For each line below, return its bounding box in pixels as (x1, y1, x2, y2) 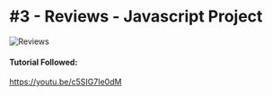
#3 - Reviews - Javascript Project (9, 6, 263, 27)
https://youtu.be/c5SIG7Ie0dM (9, 76, 122, 87)
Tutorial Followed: (9, 57, 78, 67)
